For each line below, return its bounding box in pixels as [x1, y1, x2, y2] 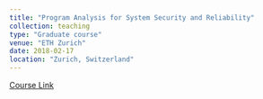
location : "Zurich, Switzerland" [9, 55, 135, 64]
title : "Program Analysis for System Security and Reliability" [9, 13, 255, 22]
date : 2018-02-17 [9, 47, 75, 56]
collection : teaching [9, 22, 91, 31]
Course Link [9, 80, 54, 90]
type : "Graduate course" [9, 30, 102, 39]
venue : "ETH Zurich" [9, 38, 87, 48]
